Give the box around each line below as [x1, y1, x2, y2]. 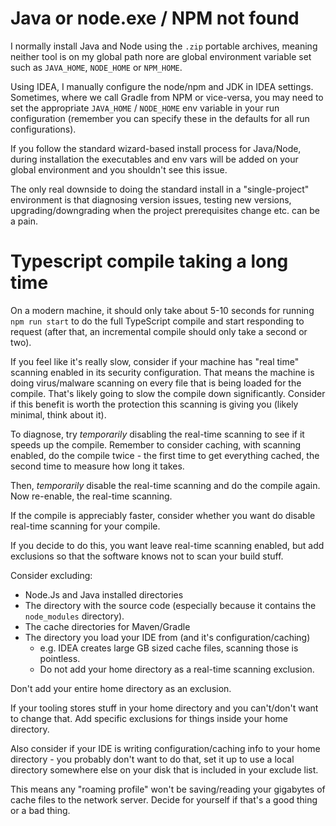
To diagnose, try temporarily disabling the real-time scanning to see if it [10, 428, 305, 440]
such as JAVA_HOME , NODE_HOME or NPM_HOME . [10, 61, 183, 73]
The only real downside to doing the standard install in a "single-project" [10, 183, 310, 195]
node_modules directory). [24, 610, 125, 622]
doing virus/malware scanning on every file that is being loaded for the [10, 377, 302, 389]
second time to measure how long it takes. [10, 460, 185, 472]
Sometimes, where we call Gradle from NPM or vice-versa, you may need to [10, 91, 324, 103]
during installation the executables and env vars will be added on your [10, 153, 299, 165]
